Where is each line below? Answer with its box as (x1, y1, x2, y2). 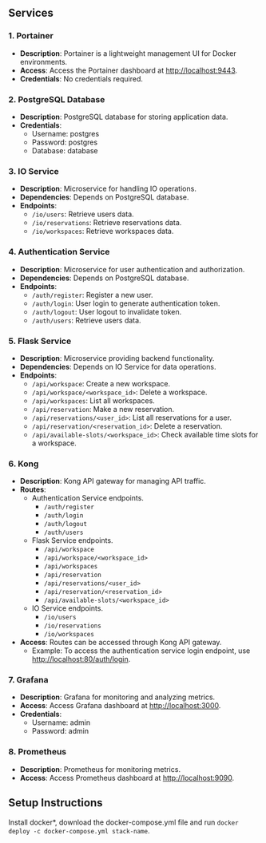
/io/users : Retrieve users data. (31, 209, 134, 219)
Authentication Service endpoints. (31, 493, 144, 503)
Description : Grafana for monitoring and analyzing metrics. (19, 692, 216, 702)
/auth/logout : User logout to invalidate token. (31, 307, 182, 316)
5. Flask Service (8, 335, 72, 346)
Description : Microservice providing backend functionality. (19, 353, 215, 362)
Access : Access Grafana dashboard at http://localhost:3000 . (19, 701, 221, 710)
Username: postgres (31, 129, 100, 138)
